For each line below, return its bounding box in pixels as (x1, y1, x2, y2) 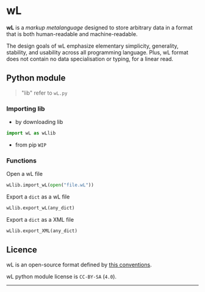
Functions (6, 156, 37, 165)
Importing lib (6, 104, 45, 113)
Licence (6, 245, 38, 255)
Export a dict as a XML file (6, 216, 74, 223)
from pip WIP (15, 141, 47, 148)
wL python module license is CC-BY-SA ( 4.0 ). (6, 272, 117, 280)
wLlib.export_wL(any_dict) (6, 205, 75, 211)
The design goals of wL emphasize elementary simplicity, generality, (6, 42, 179, 49)
